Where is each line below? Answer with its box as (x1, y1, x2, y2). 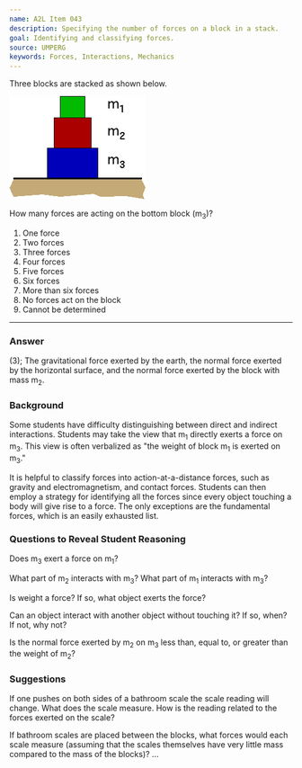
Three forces (22, 246, 71, 257)
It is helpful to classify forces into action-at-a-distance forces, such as (9, 472, 270, 483)
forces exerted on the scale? (9, 712, 115, 723)
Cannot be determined (22, 304, 106, 315)
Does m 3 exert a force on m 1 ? (9, 553, 119, 566)
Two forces (22, 237, 65, 247)
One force (22, 228, 60, 238)
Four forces (22, 256, 66, 267)
